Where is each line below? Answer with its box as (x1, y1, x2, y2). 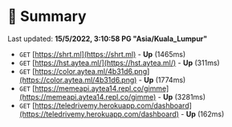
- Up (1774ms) (138, 75, 186, 84)
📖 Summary (7, 7, 87, 26)
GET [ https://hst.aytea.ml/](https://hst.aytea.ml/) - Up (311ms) (18, 58, 220, 68)
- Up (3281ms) (157, 92, 206, 101)
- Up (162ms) (181, 109, 225, 119)
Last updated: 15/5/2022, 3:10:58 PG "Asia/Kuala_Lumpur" (7, 34, 208, 43)
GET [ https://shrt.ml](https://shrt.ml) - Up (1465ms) (18, 49, 186, 59)
